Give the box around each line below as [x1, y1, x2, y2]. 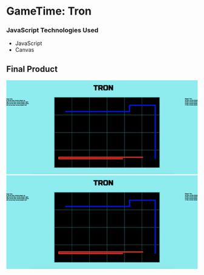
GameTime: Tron [6, 4, 92, 18]
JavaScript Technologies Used [6, 26, 99, 35]
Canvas [15, 46, 35, 54]
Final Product [6, 64, 58, 74]
